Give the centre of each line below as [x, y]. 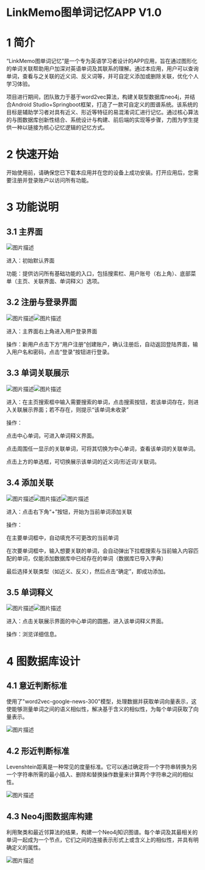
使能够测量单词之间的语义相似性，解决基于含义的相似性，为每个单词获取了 [100, 709]
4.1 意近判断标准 [37, 686]
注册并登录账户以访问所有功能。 [52, 180]
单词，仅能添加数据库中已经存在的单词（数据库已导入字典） [92, 558]
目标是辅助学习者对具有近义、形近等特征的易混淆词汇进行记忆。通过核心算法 [103, 112]
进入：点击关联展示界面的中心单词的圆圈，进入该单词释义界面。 [86, 621]
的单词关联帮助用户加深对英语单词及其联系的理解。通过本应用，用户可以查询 [103, 69]
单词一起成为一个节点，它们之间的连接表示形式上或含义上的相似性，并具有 [100, 839]
